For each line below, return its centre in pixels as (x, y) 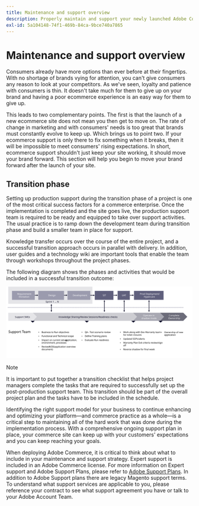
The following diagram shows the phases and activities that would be (90, 272)
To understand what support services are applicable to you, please (88, 484)
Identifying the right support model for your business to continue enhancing (99, 409)
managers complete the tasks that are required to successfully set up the (95, 385)
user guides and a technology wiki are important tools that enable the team (98, 254)
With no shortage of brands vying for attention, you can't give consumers (96, 78)
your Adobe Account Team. (40, 496)
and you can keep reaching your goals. (54, 441)
